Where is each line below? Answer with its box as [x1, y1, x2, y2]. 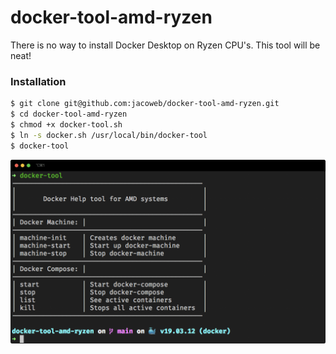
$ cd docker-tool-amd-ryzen [10, 109, 128, 120]
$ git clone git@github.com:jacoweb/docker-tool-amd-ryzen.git [10, 99, 280, 109]
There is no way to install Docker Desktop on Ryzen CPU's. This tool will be [10, 39, 321, 51]
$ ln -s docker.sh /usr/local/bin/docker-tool [10, 130, 208, 140]
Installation [10, 74, 67, 88]
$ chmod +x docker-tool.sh [10, 119, 123, 130]
